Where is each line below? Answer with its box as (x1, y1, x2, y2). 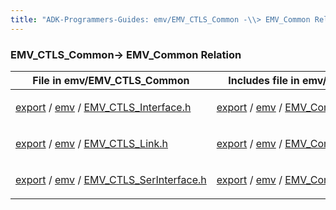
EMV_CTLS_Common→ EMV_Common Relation (10, 47, 242, 61)
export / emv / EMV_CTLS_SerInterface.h (15, 172, 207, 186)
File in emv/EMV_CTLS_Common (32, 73, 190, 87)
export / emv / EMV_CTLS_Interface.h (15, 100, 192, 114)
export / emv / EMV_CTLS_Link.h (15, 136, 169, 150)
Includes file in (228, 73, 300, 87)
